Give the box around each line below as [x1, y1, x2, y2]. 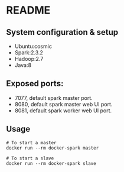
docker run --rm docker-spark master [6, 145, 99, 151]
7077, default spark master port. [14, 94, 93, 101]
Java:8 [14, 61, 31, 69]
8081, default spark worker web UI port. [14, 107, 112, 114]
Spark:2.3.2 [14, 49, 43, 56]
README [6, 4, 51, 17]
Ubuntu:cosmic [14, 43, 52, 50]
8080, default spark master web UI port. [14, 100, 113, 108]
